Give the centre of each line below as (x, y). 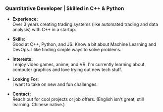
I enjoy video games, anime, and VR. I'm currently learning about (78, 65)
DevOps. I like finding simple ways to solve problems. (67, 50)
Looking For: (26, 79)
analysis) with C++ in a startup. (44, 30)
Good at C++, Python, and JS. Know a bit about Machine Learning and (84, 44)
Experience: (25, 19)
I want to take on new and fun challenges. (55, 84)
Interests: (23, 59)
